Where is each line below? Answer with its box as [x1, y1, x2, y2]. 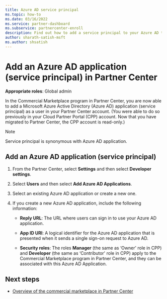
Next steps [5, 275, 40, 284]
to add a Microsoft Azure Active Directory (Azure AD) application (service [5, 103, 156, 109]
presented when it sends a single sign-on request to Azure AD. [19, 235, 149, 241]
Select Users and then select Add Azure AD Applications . [12, 181, 132, 187]
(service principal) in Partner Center [5, 72, 158, 83]
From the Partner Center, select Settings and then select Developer [12, 166, 152, 172]
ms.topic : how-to [5, 12, 41, 17]
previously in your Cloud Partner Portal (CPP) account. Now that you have [5, 113, 157, 119]
